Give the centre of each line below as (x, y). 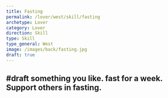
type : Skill (20, 38)
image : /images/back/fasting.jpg (47, 50)
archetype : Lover (27, 22)
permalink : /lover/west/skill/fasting (53, 17)
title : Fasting (24, 11)
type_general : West (30, 44)
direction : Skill (27, 33)
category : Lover (26, 28)
